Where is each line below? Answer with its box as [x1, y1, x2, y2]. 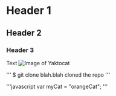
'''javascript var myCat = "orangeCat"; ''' [6, 83, 108, 90]
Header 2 [6, 28, 42, 38]
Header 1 [6, 4, 51, 18]
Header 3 [6, 46, 34, 54]
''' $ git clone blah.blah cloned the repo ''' [6, 71, 111, 78]
